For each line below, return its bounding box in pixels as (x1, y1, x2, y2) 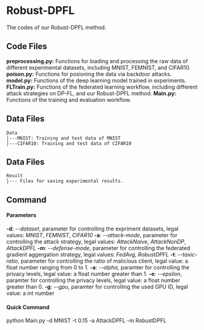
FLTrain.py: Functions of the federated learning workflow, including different (6, 83, 198, 90)
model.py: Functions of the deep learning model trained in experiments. (6, 76, 187, 84)
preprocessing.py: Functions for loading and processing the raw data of (6, 57, 188, 64)
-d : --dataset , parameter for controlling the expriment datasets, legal (6, 225, 179, 232)
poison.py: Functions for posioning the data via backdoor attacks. (6, 70, 172, 78)
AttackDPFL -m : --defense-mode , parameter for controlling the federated (6, 244, 190, 252)
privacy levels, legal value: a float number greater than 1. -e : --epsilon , (6, 270, 182, 277)
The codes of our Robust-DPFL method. (6, 24, 106, 31)
